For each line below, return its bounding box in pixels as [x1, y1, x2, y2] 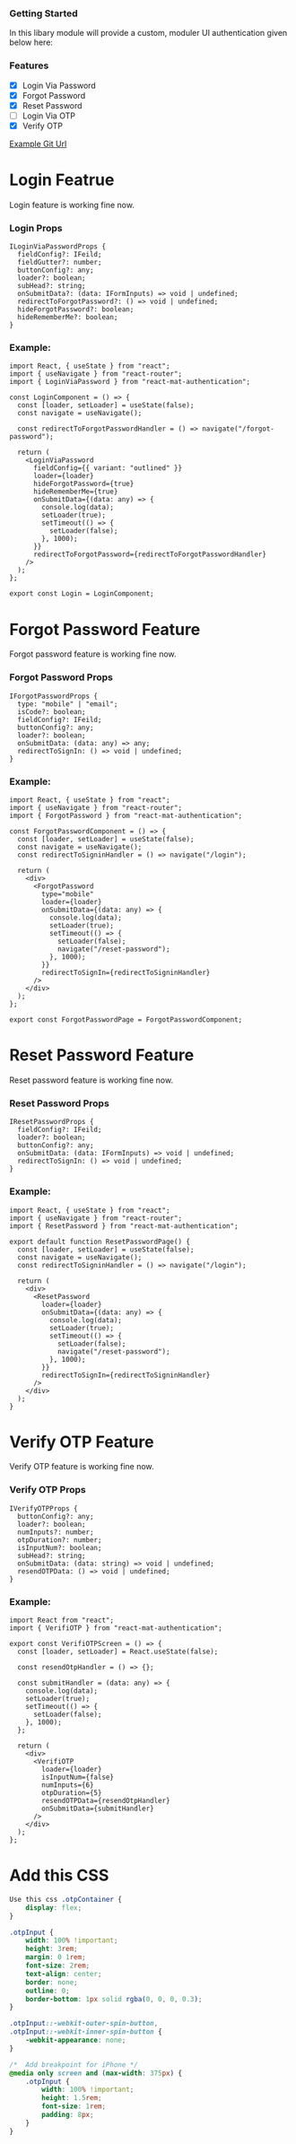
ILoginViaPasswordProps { [9, 242, 106, 251]
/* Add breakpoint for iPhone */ [9, 2060, 139, 2070]
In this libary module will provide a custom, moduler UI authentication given [9, 28, 288, 39]
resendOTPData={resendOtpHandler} [41, 1797, 170, 1806]
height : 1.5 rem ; [41, 2094, 102, 2103]
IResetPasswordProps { [9, 1118, 94, 1127]
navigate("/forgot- [201, 424, 275, 433]
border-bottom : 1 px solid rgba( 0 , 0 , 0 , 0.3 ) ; [25, 1994, 203, 2003]
